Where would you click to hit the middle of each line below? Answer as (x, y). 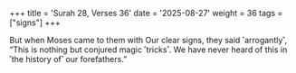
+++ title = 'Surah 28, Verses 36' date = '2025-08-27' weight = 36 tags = (146, 13)
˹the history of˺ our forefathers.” (68, 59)
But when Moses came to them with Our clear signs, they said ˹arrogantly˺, (148, 40)
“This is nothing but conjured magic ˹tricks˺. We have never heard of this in (148, 50)
